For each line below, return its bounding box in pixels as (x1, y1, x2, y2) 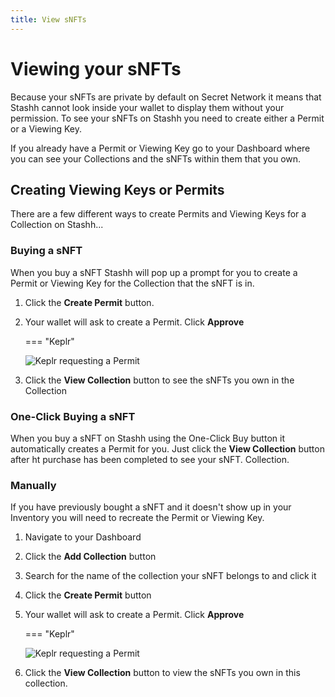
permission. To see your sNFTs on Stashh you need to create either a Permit (10, 112, 325, 124)
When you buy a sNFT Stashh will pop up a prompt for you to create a (10, 266, 298, 278)
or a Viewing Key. (10, 122, 83, 135)
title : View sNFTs (10, 14, 87, 25)
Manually (10, 478, 57, 492)
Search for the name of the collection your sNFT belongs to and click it (24, 570, 317, 582)
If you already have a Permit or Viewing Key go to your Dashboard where (10, 142, 311, 154)
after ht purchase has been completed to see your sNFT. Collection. (10, 453, 290, 465)
